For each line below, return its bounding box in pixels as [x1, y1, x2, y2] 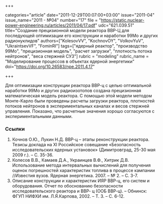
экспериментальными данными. [5, 114, 73, 119]
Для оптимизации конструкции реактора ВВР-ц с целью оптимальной [5, 83, 152, 88]
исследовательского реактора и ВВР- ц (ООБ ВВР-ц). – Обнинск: [12, 188, 147, 194]
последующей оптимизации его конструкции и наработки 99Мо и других [5, 33, 158, 38]
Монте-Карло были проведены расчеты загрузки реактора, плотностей [5, 98, 155, 103]
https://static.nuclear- [100, 17, 145, 23]
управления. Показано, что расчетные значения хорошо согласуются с [5, 108, 155, 114]
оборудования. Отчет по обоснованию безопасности [12, 183, 123, 189]
